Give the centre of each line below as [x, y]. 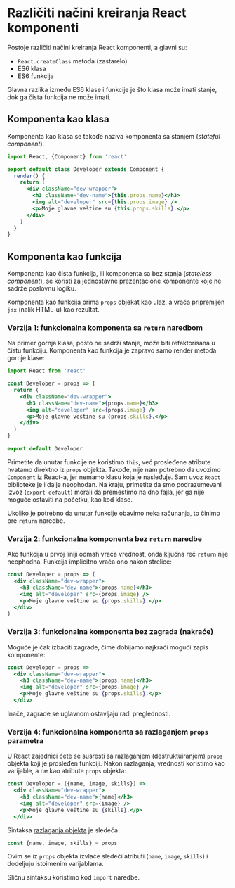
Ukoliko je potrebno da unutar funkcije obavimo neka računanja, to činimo [114, 513]
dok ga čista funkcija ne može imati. [59, 97]
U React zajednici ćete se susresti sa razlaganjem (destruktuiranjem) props [115, 756]
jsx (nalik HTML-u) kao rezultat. [53, 310]
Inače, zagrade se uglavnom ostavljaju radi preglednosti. [89, 713]
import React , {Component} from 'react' [67, 156]
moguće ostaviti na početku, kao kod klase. [70, 499]
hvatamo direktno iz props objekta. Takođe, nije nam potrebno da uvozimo [114, 469]
